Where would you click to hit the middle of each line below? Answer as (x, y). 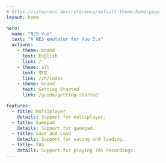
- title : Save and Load (41, 134)
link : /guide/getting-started (60, 95)
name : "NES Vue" (32, 34)
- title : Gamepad (33, 123)
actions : (23, 45)
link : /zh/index (42, 79)
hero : (13, 28)
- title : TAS (28, 145)
